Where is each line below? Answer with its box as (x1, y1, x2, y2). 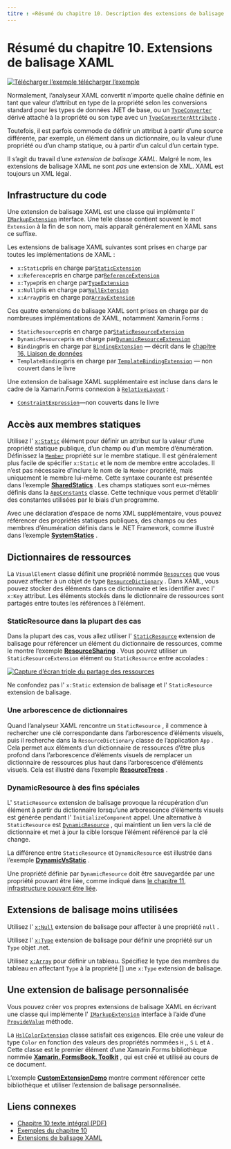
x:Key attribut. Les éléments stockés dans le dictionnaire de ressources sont (7, 592, 224, 599)
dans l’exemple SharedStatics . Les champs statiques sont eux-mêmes (7, 481, 210, 489)
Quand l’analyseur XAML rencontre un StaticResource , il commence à (7, 721, 207, 730)
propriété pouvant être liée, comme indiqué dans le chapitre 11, (7, 876, 187, 885)
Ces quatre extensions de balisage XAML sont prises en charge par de (7, 307, 209, 315)
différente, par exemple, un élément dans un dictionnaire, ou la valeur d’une (7, 134, 223, 142)
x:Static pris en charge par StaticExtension (17, 264, 142, 272)
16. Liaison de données (17, 350, 83, 358)
